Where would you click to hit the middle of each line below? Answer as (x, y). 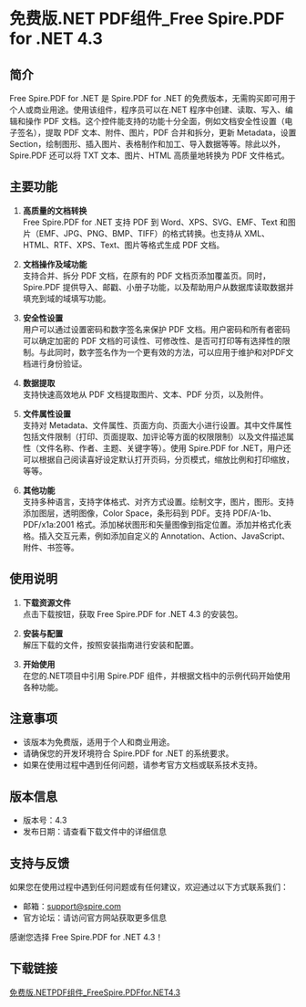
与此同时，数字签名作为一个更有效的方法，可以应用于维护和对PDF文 (166, 351)
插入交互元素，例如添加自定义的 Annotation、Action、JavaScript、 (164, 536)
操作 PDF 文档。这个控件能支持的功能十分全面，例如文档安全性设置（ (155, 121)
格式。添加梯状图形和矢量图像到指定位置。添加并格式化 (180, 524)
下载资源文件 (46, 603)
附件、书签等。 (51, 547)
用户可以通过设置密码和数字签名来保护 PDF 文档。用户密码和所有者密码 (156, 329)
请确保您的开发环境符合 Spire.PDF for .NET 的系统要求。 (128, 753)
